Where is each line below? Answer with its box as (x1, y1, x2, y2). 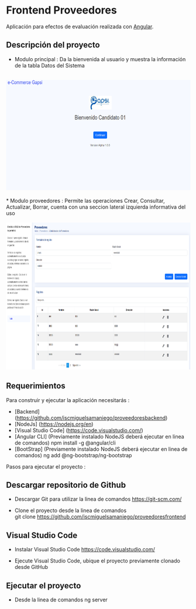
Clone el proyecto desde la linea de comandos (14, 507, 127, 514)
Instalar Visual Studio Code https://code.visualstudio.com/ (14, 546, 155, 553)
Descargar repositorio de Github (6, 480, 126, 490)
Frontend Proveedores (6, 4, 117, 17)
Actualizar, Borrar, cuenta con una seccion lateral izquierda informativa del (6, 203, 186, 210)
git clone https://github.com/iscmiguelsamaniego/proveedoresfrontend (14, 513, 186, 520)
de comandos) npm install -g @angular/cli (14, 439, 116, 446)
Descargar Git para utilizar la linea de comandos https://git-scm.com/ (14, 496, 182, 503)
